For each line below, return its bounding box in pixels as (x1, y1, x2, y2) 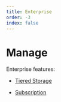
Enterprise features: (6, 65, 56, 73)
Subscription (14, 89, 47, 96)
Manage (6, 46, 48, 59)
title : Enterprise (6, 8, 52, 15)
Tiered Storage (14, 77, 52, 85)
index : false (6, 20, 39, 26)
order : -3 (6, 14, 31, 20)
